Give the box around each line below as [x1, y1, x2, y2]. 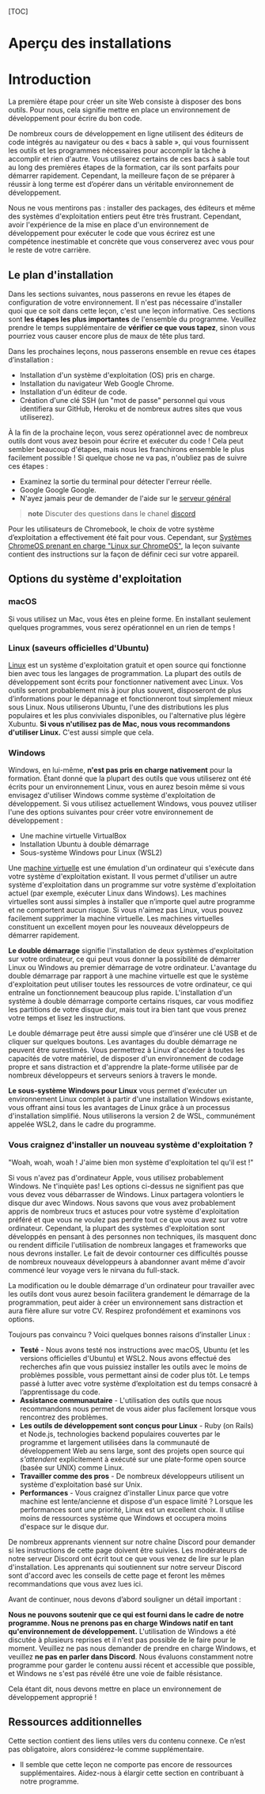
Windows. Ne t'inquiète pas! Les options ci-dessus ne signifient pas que [8, 1181, 244, 1191]
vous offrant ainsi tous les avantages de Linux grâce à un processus [8, 1103, 231, 1112]
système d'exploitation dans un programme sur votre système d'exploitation [8, 880, 256, 890]
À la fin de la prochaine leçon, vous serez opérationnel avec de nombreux [8, 428, 248, 437]
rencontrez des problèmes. [19, 1412, 108, 1422]
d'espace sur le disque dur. [19, 1522, 109, 1531]
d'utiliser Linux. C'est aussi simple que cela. [8, 728, 154, 737]
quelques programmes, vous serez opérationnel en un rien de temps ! [8, 622, 236, 632]
